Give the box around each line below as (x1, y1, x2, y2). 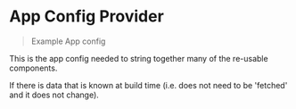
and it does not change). (9, 89, 100, 100)
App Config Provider (9, 6, 165, 27)
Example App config (30, 36, 106, 46)
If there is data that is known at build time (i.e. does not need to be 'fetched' (9, 80, 288, 90)
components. (9, 63, 58, 73)
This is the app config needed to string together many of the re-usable (9, 53, 269, 63)
